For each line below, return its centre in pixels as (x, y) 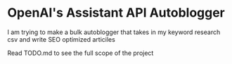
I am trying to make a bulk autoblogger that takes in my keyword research (114, 32)
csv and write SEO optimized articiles (62, 39)
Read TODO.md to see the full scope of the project (80, 53)
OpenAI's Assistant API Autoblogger (116, 13)
